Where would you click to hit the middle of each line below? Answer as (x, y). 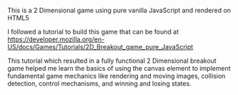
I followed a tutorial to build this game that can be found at (93, 32)
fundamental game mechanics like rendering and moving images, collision (116, 76)
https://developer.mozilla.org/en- (56, 39)
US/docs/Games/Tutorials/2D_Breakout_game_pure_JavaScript (100, 47)
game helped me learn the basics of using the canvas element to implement (119, 68)
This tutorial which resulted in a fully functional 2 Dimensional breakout (112, 61)
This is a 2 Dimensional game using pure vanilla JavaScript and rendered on (119, 10)
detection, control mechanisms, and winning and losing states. (99, 84)
